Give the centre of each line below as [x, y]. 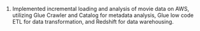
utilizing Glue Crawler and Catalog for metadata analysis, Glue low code [103, 15]
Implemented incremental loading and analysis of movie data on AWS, [101, 9]
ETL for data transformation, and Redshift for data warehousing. [93, 22]
